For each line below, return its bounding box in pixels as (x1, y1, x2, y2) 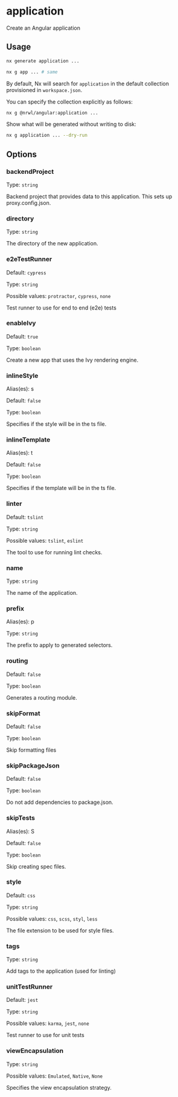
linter (6, 500, 22, 508)
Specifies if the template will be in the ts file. (6, 485, 116, 492)
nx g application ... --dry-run (6, 132, 87, 139)
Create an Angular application (6, 24, 80, 31)
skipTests (6, 814, 35, 822)
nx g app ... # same (6, 68, 59, 75)
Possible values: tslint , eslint (6, 537, 84, 544)
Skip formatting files (6, 746, 57, 754)
